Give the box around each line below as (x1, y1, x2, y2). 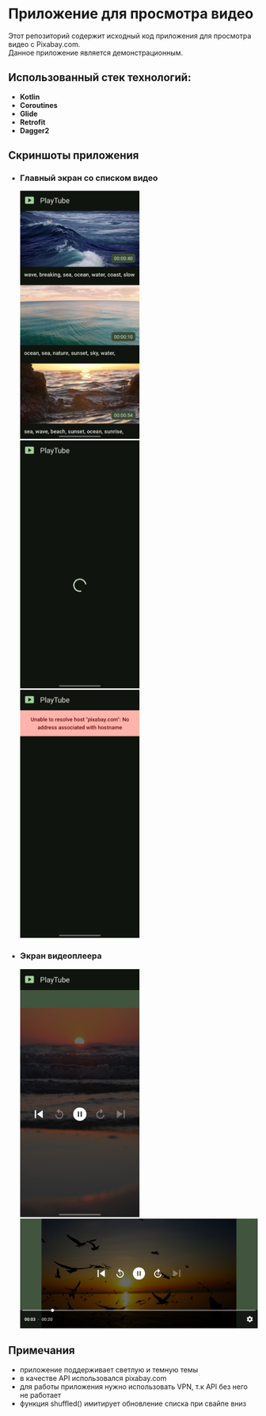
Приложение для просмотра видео (8, 5, 254, 23)
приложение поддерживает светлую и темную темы (19, 1364, 199, 1374)
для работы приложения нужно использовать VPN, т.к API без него (19, 1382, 248, 1391)
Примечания (8, 1344, 75, 1357)
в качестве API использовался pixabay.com (19, 1373, 167, 1383)
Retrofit (19, 117, 46, 127)
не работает (19, 1390, 62, 1399)
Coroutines (19, 100, 58, 110)
